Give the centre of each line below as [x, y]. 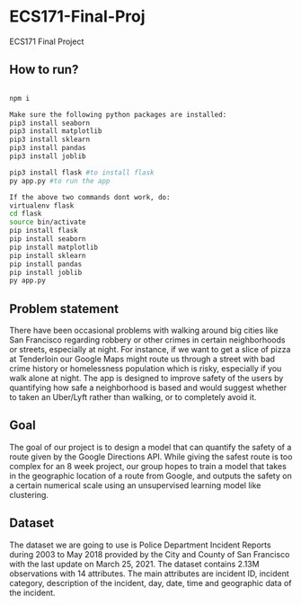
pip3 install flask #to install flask [82, 173]
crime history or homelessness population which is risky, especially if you [146, 369]
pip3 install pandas [48, 148]
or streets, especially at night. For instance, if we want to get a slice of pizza [150, 350]
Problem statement [64, 309]
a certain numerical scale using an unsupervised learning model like [135, 485]
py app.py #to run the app [60, 181]
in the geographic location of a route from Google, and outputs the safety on [150, 476]
